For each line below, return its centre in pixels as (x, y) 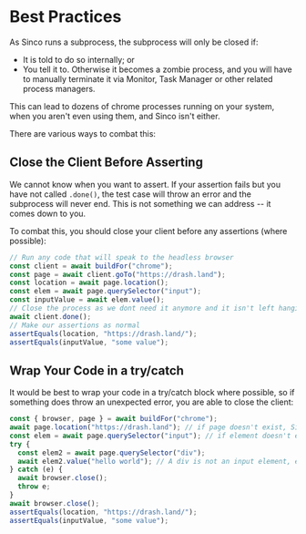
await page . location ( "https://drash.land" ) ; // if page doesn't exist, (148, 427)
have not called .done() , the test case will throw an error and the (131, 194)
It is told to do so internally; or (78, 59)
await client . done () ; (51, 316)
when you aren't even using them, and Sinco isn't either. (115, 116)
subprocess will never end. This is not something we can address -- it (140, 203)
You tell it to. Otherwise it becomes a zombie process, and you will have (158, 69)
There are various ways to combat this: (83, 133)
